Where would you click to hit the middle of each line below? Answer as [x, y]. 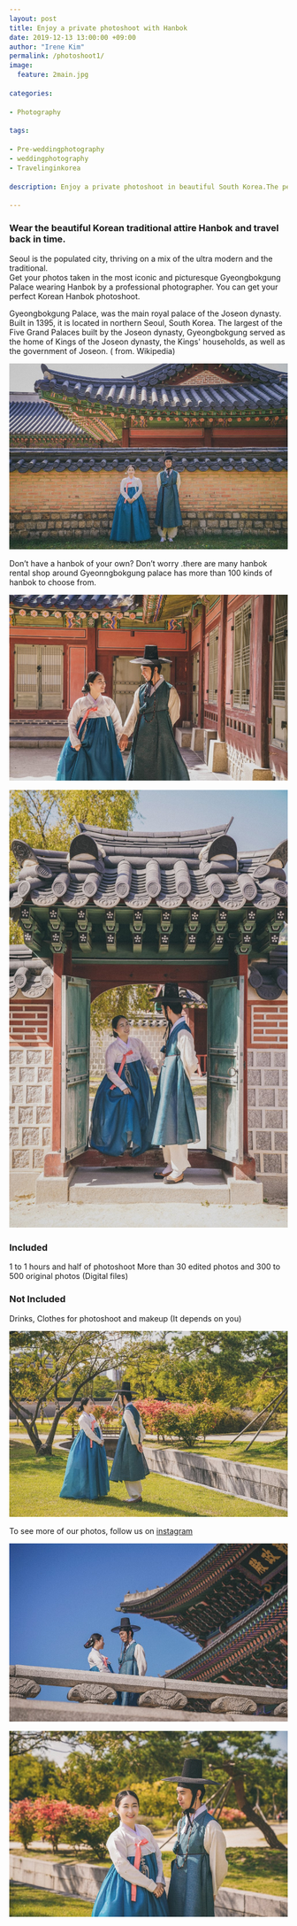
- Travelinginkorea [45, 168]
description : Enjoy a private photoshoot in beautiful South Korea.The [144, 187]
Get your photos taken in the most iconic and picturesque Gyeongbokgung [145, 277]
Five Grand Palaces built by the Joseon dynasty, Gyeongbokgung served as [147, 332]
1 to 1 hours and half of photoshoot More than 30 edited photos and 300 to [145, 1267]
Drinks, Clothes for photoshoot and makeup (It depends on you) [126, 1318]
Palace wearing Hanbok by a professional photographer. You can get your [144, 287]
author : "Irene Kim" [47, 47]
